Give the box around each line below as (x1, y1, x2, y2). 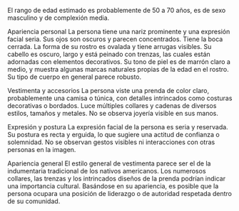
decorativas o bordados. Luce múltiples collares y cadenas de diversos (7, 102, 217, 109)
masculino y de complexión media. (7, 13, 110, 22)
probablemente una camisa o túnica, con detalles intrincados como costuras (7, 94, 233, 102)
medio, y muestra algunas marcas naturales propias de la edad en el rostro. (7, 65, 230, 73)
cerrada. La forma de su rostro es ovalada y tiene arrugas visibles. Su (7, 43, 212, 50)
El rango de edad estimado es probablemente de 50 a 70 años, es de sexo (7, 6, 226, 14)
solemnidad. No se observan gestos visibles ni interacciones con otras (7, 138, 215, 146)
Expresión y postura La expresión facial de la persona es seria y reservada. (7, 123, 228, 131)
